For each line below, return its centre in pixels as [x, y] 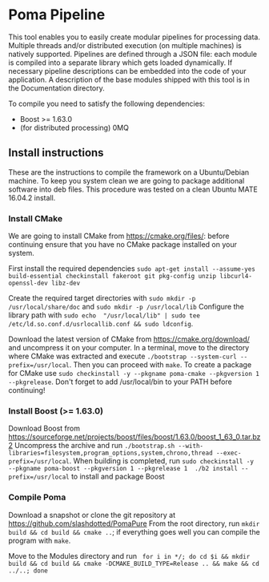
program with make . [40, 540]
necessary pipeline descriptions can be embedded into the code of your [127, 71]
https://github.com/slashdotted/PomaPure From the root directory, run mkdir [134, 523]
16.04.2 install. [32, 197]
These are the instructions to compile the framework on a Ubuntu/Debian [129, 172]
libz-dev [66, 283]
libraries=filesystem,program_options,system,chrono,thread [111, 453]
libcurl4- [236, 277]
